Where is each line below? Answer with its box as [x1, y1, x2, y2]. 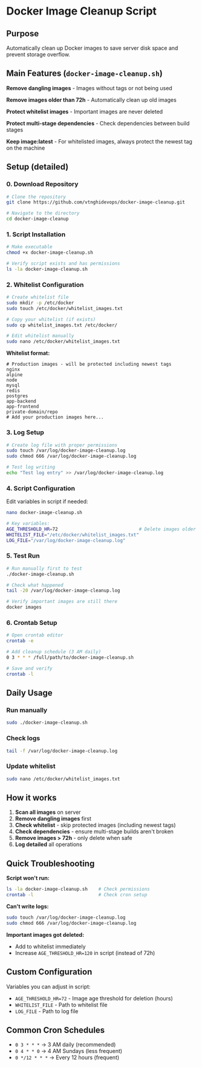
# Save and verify [6, 665, 53, 672]
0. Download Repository [6, 180, 79, 188]
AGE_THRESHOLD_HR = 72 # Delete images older [6, 526, 197, 532]
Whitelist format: [6, 349, 50, 357]
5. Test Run [6, 552, 41, 560]
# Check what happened [6, 582, 64, 588]
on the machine [6, 144, 45, 151]
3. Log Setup [6, 428, 44, 437]
